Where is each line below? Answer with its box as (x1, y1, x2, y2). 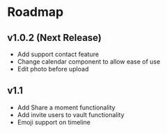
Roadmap (7, 4, 64, 20)
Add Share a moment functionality (17, 103, 116, 112)
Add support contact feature (17, 50, 100, 58)
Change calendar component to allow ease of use (17, 57, 161, 66)
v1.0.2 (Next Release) (7, 32, 102, 44)
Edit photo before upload (17, 65, 89, 73)
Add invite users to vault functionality (17, 110, 125, 118)
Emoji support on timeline (17, 118, 91, 126)
